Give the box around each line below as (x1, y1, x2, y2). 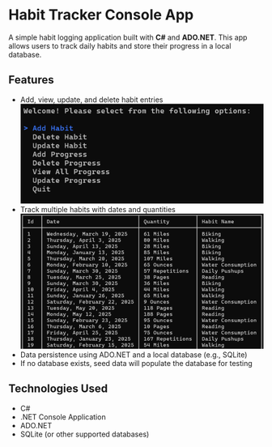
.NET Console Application (19, 411, 107, 422)
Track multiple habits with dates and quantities (19, 204, 176, 214)
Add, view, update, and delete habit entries (19, 95, 164, 104)
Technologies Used (8, 382, 108, 396)
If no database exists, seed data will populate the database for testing (19, 358, 253, 368)
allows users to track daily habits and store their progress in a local (8, 40, 232, 50)
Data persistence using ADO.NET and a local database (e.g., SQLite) (19, 350, 248, 360)
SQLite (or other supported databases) (19, 429, 150, 439)
